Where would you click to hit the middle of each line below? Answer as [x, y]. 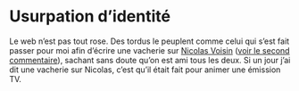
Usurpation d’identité [90, 17]
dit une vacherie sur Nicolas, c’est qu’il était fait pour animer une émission [145, 70]
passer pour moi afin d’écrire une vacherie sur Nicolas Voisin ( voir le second [149, 50]
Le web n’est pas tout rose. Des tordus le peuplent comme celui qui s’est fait [149, 41]
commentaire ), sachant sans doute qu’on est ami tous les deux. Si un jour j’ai [150, 60]
